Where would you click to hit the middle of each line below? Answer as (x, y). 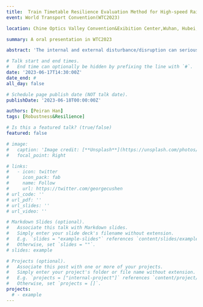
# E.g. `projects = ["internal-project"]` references (78, 278)
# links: (17, 166)
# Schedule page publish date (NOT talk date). (67, 94)
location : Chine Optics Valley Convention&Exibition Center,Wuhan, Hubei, (102, 28)
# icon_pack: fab (34, 178)
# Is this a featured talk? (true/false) (59, 128)
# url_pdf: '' (24, 200)
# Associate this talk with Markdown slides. (67, 228)
